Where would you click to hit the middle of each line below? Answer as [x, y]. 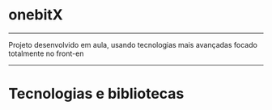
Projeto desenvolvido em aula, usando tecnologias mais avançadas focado [133, 44]
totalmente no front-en [46, 53]
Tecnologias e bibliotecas [96, 94]
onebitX [36, 15]
